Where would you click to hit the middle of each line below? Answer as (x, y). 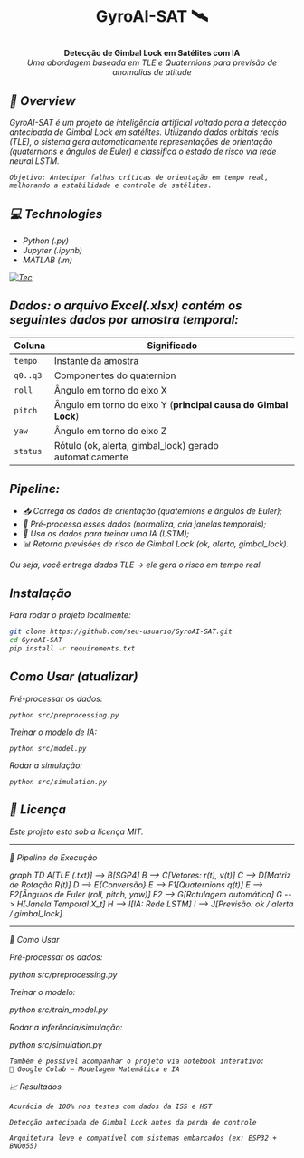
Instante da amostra (96, 360)
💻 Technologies (56, 214)
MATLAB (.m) (47, 260)
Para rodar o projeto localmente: (70, 615)
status (28, 451)
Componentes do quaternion (115, 375)
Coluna (30, 346)
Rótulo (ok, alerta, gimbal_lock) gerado (136, 445)
